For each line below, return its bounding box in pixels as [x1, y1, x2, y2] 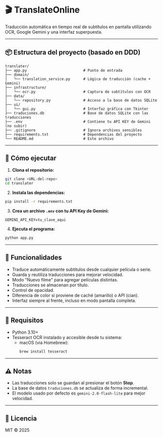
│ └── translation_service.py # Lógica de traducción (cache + [5, 77, 151, 81]
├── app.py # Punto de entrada [5, 68, 123, 73]
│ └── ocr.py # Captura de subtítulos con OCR [5, 89, 151, 94]
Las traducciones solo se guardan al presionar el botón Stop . [12, 380, 134, 386]
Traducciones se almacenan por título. [12, 282, 89, 288]
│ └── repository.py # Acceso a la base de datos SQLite [5, 98, 158, 103]
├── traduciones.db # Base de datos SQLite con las [5, 111, 149, 116]
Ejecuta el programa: [12, 226, 55, 232]
